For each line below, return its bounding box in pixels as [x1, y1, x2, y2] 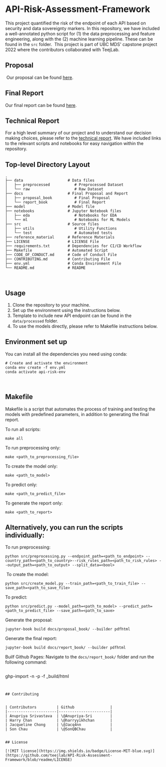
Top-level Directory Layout [5, 160, 90, 168]
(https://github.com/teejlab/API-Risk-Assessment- [5, 753, 113, 758]
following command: [5, 659, 47, 665]
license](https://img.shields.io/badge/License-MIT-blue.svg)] [20, 748, 155, 753]
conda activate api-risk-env [5, 369, 66, 374]
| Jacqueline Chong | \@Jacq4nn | [5, 722, 113, 727]
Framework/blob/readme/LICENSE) [5, 757, 72, 762]
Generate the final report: [5, 635, 57, 641]
